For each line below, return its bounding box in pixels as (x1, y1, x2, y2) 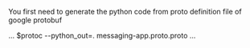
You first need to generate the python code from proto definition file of (8, 7, 243, 16)
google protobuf (8, 15, 63, 25)
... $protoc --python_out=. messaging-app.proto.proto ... (8, 31, 196, 40)
